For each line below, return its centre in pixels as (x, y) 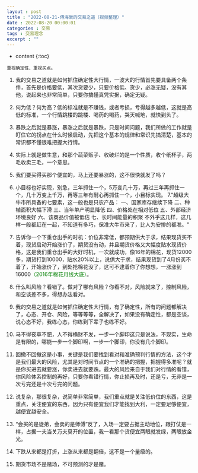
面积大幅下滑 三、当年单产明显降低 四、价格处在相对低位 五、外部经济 (106, 209)
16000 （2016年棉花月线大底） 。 (54, 274)
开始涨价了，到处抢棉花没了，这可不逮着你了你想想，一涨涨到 (106, 267)
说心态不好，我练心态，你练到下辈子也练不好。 (72, 322)
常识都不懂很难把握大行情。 (49, 142)
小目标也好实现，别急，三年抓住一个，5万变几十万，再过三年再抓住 (98, 187)
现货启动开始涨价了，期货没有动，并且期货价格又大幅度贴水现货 (104, 245)
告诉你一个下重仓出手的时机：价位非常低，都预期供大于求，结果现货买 (101, 237)
